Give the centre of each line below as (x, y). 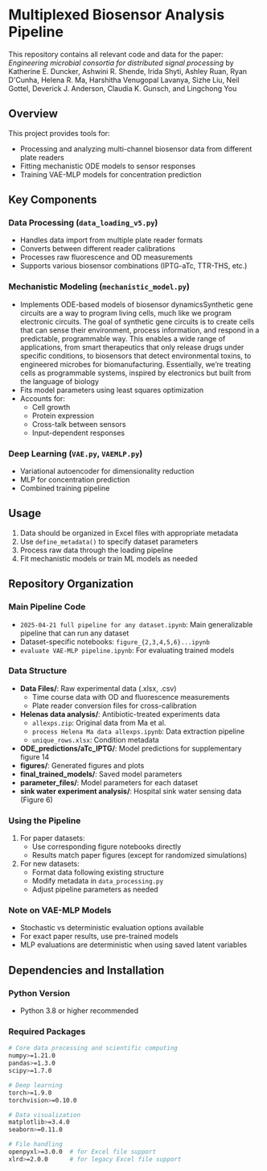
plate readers (42, 157)
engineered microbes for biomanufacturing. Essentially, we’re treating (136, 364)
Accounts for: (43, 398)
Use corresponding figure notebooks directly (107, 846)
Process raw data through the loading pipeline (97, 550)
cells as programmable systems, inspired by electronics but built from (136, 373)
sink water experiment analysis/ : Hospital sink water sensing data (131, 791)
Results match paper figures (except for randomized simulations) (140, 855)
